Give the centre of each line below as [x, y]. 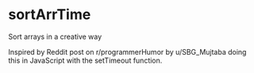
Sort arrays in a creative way [55, 36]
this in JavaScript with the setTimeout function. [85, 60]
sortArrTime [50, 15]
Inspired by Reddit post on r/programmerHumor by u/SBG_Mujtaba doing [127, 52]
